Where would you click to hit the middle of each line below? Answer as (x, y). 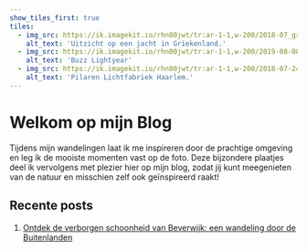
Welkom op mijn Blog (91, 122)
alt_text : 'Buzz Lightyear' (79, 60)
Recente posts (52, 206)
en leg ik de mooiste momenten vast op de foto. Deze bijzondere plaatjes (147, 157)
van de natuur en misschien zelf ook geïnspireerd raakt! (114, 177)
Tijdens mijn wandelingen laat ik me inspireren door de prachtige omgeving (151, 148)
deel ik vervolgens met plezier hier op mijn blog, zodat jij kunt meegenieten (151, 167)
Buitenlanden (48, 237)
